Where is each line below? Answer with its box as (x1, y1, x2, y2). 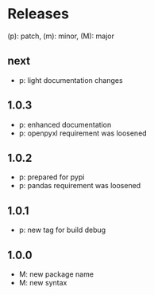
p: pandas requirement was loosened (18, 181, 141, 191)
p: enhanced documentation (18, 120, 112, 129)
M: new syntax (18, 278, 67, 287)
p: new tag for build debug (18, 225, 106, 235)
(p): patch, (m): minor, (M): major (7, 31, 115, 41)
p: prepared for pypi (18, 172, 85, 182)
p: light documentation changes (18, 75, 124, 85)
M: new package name (18, 269, 94, 279)
